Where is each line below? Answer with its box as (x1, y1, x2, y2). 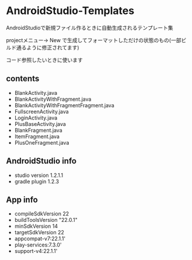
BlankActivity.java (14, 89, 57, 96)
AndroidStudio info (6, 156, 77, 166)
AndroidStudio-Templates (6, 4, 135, 18)
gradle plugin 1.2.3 (14, 177, 60, 185)
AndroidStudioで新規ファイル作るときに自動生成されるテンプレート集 (6, 24, 173, 31)
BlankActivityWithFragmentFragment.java (14, 101, 115, 109)
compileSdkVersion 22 (14, 210, 69, 217)
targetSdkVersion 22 (14, 229, 64, 236)
